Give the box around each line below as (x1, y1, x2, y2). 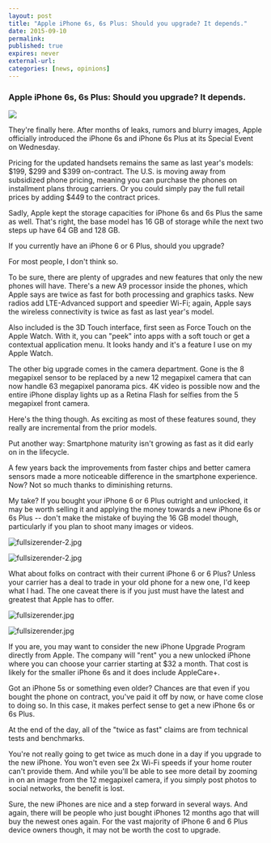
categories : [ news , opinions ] (8, 65, 111, 73)
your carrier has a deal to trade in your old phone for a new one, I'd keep (8, 577, 251, 588)
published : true (8, 42, 63, 50)
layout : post (8, 11, 53, 20)
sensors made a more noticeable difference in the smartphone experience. (8, 472, 257, 481)
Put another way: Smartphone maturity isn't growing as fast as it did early (8, 439, 254, 448)
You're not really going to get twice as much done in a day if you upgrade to (8, 749, 261, 759)
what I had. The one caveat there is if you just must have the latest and (8, 586, 244, 596)
